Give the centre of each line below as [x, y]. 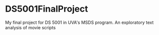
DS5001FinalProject [47, 9]
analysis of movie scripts [30, 27]
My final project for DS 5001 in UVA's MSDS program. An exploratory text [79, 22]
